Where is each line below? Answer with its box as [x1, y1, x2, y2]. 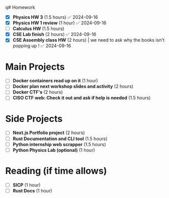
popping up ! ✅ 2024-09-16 [12, 43, 71, 49]
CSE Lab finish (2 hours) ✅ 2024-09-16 [12, 31, 97, 38]
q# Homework [5, 5, 36, 10]
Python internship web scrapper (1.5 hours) [12, 141, 106, 147]
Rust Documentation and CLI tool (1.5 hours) [12, 136, 108, 142]
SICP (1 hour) [12, 182, 41, 188]
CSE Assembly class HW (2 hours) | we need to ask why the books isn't [12, 37, 165, 43]
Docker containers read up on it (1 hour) [12, 78, 98, 84]
